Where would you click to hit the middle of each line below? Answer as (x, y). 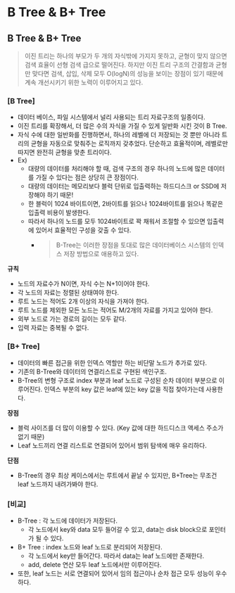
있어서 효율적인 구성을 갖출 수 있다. (83, 230)
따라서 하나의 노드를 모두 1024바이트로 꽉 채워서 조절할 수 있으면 (116, 222)
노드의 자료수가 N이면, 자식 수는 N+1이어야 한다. (83, 284)
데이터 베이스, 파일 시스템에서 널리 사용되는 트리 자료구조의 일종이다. (111, 117)
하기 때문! (60, 195)
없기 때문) (31, 436)
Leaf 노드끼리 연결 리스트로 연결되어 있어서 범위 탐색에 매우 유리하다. (112, 445)
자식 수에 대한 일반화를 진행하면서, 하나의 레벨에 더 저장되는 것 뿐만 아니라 (119, 135)
